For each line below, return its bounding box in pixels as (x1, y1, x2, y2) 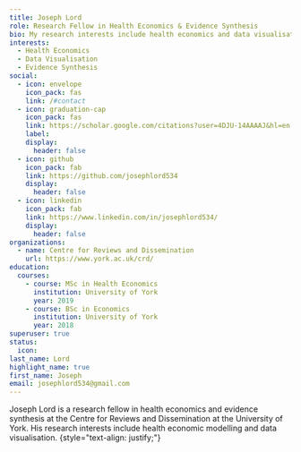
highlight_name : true (9, 362, 90, 371)
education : (9, 263, 50, 272)
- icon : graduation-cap (17, 105, 106, 114)
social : (9, 72, 39, 81)
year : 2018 (32, 321, 74, 330)
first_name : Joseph (9, 371, 82, 380)
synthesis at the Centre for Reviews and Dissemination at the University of (9, 414, 284, 424)
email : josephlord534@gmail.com (9, 380, 130, 388)
